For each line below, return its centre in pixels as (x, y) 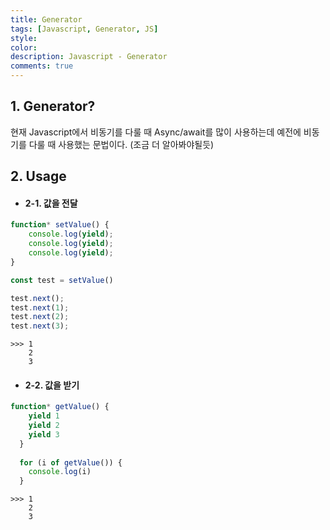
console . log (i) (60, 472)
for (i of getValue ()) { (71, 462)
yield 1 (44, 416)
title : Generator (46, 19)
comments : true (42, 66)
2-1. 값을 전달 (51, 203)
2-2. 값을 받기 (52, 385)
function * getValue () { (60, 407)
